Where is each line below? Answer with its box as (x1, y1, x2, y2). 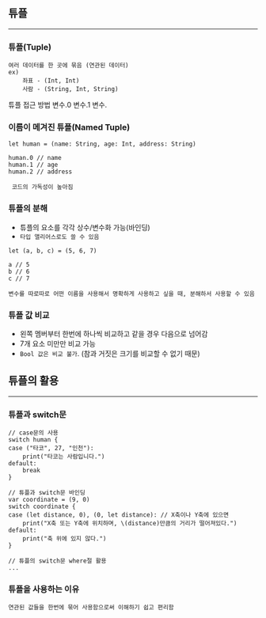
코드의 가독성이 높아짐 (11, 184, 74, 191)
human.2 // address (8, 168, 73, 176)
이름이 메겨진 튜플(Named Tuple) (8, 122, 131, 133)
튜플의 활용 (8, 374, 59, 388)
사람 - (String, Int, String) (22, 85, 119, 93)
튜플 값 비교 (8, 309, 50, 320)
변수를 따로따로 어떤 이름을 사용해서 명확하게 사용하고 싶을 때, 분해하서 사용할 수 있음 (8, 290, 255, 298)
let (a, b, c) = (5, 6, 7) (8, 247, 97, 255)
